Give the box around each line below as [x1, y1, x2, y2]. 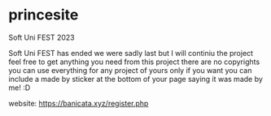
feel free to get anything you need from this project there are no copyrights [8, 57, 260, 67]
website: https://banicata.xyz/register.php [8, 98, 149, 108]
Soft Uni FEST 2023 [8, 32, 75, 42]
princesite [8, 6, 79, 24]
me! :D [8, 83, 31, 92]
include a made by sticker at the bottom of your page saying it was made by [8, 74, 263, 84]
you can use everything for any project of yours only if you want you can [8, 65, 252, 75]
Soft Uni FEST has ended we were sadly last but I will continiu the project [8, 48, 254, 58]
